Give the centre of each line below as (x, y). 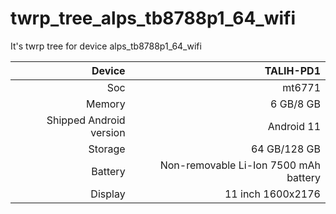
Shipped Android (86, 120)
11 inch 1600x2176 (272, 194)
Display (108, 194)
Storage (107, 149)
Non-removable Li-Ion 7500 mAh (240, 165)
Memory (105, 104)
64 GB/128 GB (285, 149)
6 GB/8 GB (295, 104)
